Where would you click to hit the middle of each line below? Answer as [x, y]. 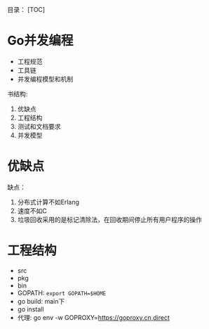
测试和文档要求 [39, 126]
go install [31, 309]
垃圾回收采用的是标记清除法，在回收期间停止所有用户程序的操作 [109, 219]
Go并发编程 [40, 41]
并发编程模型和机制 [45, 79]
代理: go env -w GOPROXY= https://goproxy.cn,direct [94, 317]
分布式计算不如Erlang [48, 202]
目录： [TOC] [26, 9]
